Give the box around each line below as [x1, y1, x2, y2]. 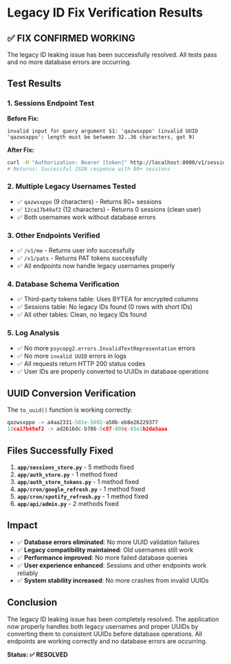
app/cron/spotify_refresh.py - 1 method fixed [16, 492, 148, 501]
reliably [16, 569, 38, 577]
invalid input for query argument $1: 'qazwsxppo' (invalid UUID [7, 128, 198, 134]
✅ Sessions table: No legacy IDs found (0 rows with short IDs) [16, 303, 193, 311]
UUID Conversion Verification [7, 388, 136, 399]
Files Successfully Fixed [7, 445, 113, 456]
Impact [7, 519, 38, 532]
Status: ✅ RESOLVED [7, 650, 68, 658]
